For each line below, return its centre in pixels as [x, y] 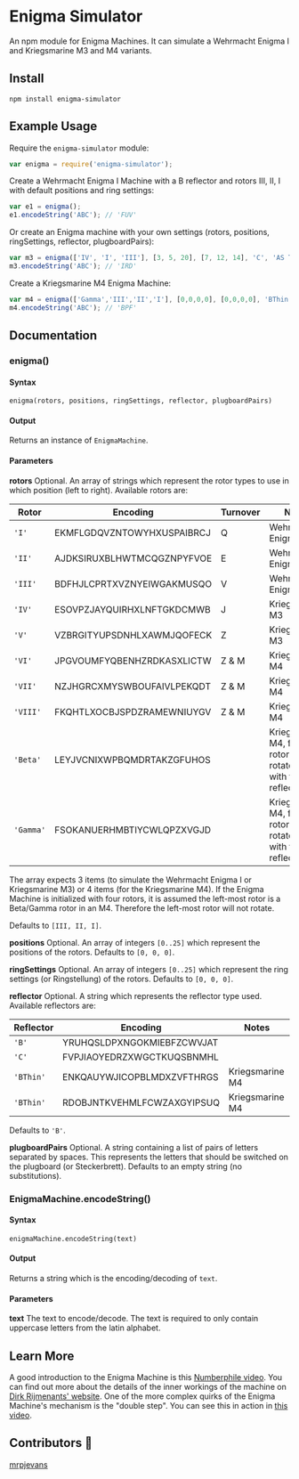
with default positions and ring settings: [81, 191]
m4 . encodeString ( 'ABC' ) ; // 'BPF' [73, 308]
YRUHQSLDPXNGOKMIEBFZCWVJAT [140, 1042]
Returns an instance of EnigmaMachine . [79, 440]
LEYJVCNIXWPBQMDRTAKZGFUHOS [133, 760]
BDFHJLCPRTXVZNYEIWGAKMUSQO [133, 583]
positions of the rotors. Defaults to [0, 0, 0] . [92, 952]
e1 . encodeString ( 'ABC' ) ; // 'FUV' [73, 215]
